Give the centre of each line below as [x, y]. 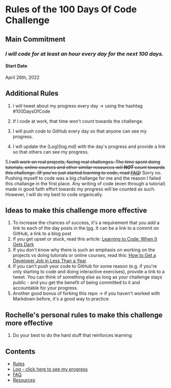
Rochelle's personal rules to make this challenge [84, 315]
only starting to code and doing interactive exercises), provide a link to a [89, 272]
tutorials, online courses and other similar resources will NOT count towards [85, 167]
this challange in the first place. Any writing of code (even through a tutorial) [86, 183]
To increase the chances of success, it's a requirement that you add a [86, 223]
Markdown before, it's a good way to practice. [61, 299]
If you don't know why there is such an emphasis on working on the [84, 250]
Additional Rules [32, 93]
